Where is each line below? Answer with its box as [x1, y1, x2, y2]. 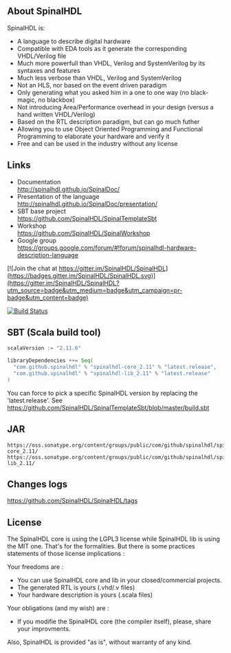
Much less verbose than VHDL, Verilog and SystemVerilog [16, 74, 182, 82]
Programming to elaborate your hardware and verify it [16, 132, 170, 140]
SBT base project [16, 206, 67, 215]
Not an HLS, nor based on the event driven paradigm [16, 81, 167, 89]
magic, [16, 96, 36, 104]
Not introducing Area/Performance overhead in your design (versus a [16, 103, 214, 111]
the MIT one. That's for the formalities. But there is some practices [7, 542, 196, 550]
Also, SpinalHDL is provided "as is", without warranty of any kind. [7, 638, 192, 646]
